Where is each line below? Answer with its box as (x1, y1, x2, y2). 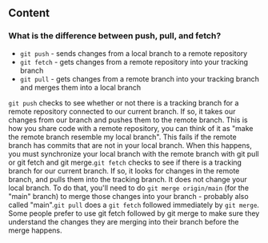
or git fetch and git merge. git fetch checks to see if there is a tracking (8, 157, 242, 167)
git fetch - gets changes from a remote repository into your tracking (19, 57, 249, 66)
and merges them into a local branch (19, 82, 142, 92)
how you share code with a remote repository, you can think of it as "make (8, 123, 254, 133)
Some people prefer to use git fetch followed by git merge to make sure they (8, 208, 260, 218)
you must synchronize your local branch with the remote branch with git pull (8, 149, 259, 158)
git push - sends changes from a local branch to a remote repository (19, 48, 248, 58)
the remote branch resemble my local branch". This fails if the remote (8, 132, 238, 141)
